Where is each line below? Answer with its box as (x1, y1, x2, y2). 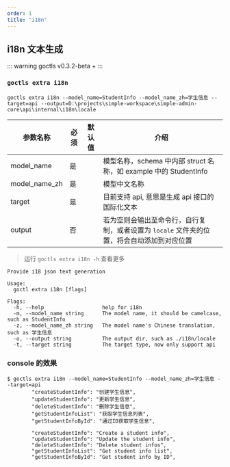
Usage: (7, 280, 26, 287)
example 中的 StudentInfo (125, 166, 208, 176)
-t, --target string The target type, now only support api (13, 341, 216, 348)
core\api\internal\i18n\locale (7, 106, 97, 113)
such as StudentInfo (7, 316, 66, 323)
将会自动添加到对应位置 (116, 235, 193, 245)
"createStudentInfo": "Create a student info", (31, 429, 170, 436)
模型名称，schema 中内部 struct (103, 156, 206, 165)
